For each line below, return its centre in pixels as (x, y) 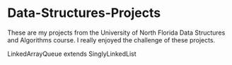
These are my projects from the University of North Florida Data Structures (116, 32)
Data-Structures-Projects (84, 13)
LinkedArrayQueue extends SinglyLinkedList (72, 54)
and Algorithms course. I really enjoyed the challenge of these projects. (111, 40)
